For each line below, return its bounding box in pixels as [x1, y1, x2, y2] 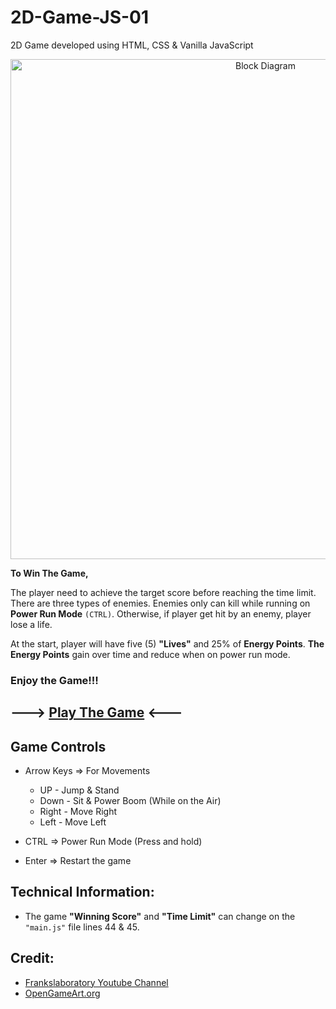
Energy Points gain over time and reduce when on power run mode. [10, 648, 291, 660]
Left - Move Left [39, 816, 107, 828]
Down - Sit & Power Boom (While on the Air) [39, 795, 222, 807]
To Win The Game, [10, 567, 89, 579]
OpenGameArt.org [24, 987, 101, 999]
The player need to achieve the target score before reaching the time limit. [10, 586, 317, 598]
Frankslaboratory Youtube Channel [24, 976, 169, 988]
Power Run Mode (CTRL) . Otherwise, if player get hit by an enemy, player [10, 607, 312, 620]
